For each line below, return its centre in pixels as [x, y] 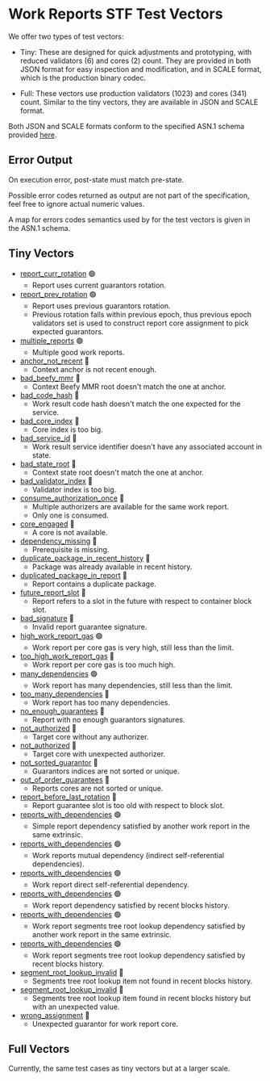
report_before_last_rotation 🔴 [68, 797]
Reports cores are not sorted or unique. [98, 788]
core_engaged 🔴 [47, 524]
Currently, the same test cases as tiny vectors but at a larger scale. [119, 1068]
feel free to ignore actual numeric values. [77, 203]
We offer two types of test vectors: [66, 36]
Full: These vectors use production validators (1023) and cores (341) [133, 93]
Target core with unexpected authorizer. [99, 754]
